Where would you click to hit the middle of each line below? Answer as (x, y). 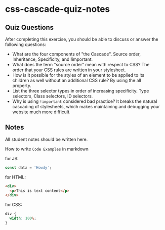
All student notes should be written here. (46, 139)
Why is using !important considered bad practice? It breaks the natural (84, 101)
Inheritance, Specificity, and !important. (52, 59)
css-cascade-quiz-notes (58, 9)
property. (22, 86)
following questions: (26, 45)
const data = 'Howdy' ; (28, 167)
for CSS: (14, 205)
